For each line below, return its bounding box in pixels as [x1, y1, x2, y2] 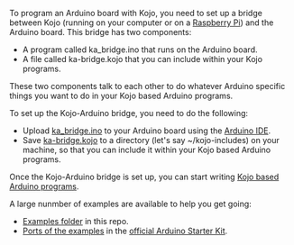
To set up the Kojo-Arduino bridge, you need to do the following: [9, 108, 249, 118]
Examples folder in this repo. [22, 216, 129, 226]
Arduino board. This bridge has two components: [9, 27, 192, 37]
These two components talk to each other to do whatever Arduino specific [9, 81, 286, 91]
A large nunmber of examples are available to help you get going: [9, 198, 253, 209]
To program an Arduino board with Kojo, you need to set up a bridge [9, 8, 263, 18]
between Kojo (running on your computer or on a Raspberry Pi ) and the [9, 17, 274, 28]
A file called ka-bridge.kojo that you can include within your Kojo [22, 54, 263, 64]
